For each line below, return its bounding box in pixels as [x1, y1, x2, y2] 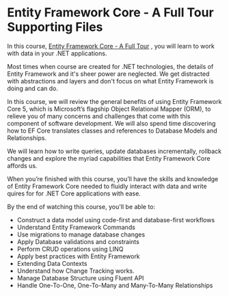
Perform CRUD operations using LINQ [16, 245, 124, 253]
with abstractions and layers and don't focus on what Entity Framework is [7, 77, 214, 85]
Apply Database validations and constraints [16, 237, 140, 245]
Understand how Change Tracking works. [16, 267, 135, 275]
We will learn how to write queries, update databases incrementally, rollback [7, 147, 222, 155]
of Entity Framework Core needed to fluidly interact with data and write [7, 182, 207, 190]
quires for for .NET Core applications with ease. [7, 189, 142, 198]
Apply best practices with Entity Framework [16, 252, 140, 260]
